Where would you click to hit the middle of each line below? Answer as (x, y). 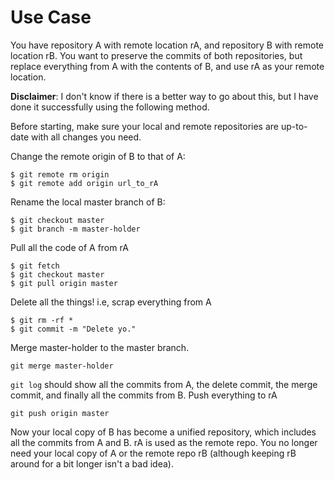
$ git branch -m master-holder (75, 229)
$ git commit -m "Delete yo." (73, 329)
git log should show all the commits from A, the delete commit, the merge (164, 384)
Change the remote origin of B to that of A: (98, 156)
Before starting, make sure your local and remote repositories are (144, 126)
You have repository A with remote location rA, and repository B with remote (167, 45)
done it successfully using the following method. (110, 107)
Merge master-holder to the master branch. (100, 347)
